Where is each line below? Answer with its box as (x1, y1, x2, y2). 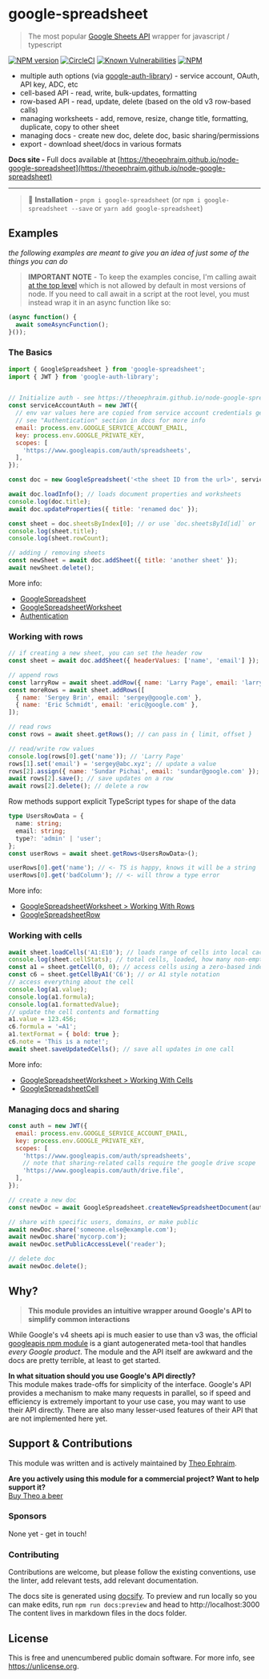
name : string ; (15, 820, 62, 828)
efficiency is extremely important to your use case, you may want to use (8, 1397, 247, 1406)
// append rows (8, 671, 59, 679)
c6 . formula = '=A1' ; (8, 1023, 78, 1031)
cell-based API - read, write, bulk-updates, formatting (19, 87, 198, 97)
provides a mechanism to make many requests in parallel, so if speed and (8, 1388, 251, 1397)
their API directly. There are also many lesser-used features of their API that (8, 1405, 258, 1414)
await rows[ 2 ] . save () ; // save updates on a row (8, 775, 174, 783)
